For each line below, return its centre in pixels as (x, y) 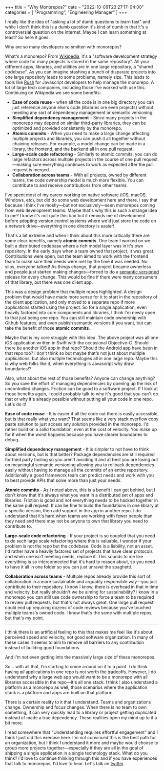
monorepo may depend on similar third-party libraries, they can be (79, 123)
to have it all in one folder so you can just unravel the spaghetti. (69, 567)
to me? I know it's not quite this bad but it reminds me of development (75, 215)
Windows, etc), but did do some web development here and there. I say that (81, 200)
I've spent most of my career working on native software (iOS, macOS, (76, 195)
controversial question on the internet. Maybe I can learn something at (76, 32)
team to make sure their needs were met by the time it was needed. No (76, 261)
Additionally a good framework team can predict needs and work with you (80, 475)
